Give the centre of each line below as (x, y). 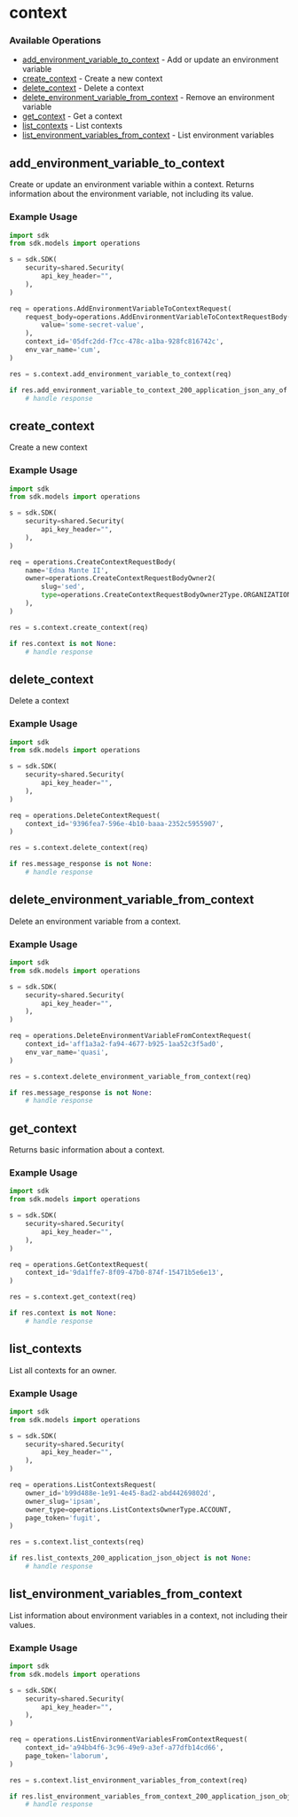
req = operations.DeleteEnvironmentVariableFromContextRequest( (130, 1036)
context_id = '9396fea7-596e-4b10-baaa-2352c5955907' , (125, 823)
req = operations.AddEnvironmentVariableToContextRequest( (121, 309)
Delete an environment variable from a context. (95, 921)
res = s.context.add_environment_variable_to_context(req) (121, 374)
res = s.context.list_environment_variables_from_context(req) (129, 1780)
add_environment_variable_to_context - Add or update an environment (150, 59)
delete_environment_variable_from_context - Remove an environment (148, 98)
